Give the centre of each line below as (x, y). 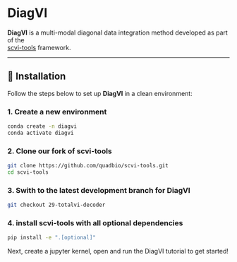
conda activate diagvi (41, 133)
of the (16, 40)
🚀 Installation (37, 77)
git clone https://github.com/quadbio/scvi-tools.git (88, 166)
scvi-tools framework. (39, 47)
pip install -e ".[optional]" (52, 238)
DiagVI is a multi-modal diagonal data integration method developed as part (117, 32)
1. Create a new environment (57, 112)
